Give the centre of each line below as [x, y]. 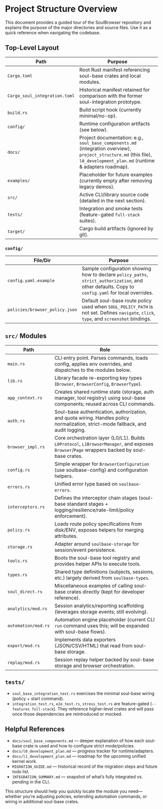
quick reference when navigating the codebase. [53, 32]
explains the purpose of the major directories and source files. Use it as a [78, 27]
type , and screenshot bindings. [116, 319]
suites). [88, 221]
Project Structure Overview [61, 9]
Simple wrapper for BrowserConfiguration [102, 464]
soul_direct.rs [25, 592]
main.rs [16, 364]
